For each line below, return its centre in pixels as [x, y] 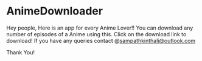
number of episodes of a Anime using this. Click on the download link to [96, 34]
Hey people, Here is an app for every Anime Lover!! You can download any [100, 28]
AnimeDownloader [55, 11]
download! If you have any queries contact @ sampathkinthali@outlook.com [101, 40]
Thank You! [21, 52]
